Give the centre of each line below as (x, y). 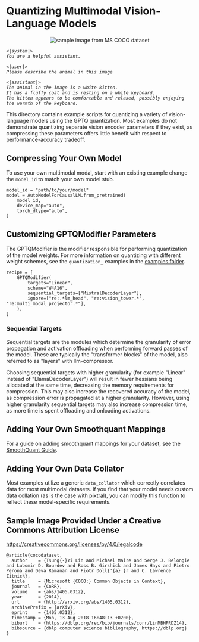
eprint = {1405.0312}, (44, 613)
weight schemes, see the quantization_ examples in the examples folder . (96, 261)
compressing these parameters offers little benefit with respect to (86, 133)
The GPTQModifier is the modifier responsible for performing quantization (97, 249)
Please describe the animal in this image (59, 72)
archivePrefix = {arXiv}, (44, 607)
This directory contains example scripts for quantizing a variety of (87, 114)
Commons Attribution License (63, 530)
